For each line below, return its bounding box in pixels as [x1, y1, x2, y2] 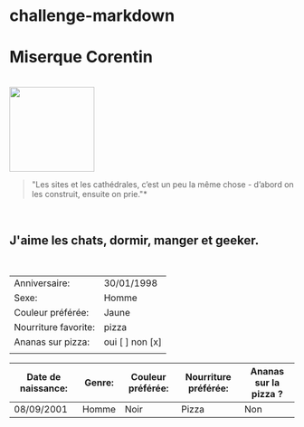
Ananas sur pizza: [14, 336, 90, 348]
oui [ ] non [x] [103, 336, 163, 348]
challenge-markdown [9, 5, 175, 26]
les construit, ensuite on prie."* [31, 189, 147, 200]
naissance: [19, 382, 68, 394]
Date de [26, 370, 62, 383]
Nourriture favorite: [14, 320, 95, 333]
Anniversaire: [14, 277, 71, 289]
